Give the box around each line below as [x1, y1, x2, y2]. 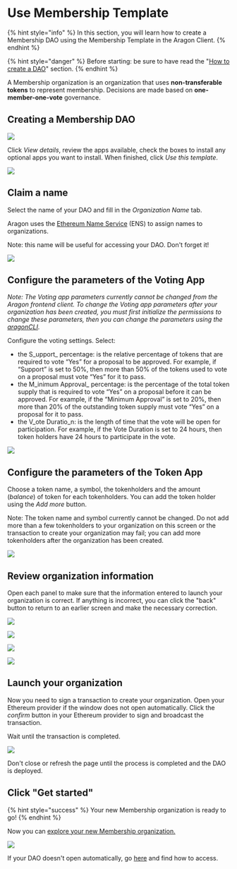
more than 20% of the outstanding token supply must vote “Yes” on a [17, 402, 220, 411]
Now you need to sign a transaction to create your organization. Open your [7, 695, 225, 704]
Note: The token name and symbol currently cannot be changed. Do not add [7, 514, 229, 522]
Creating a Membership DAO [7, 114, 135, 126]
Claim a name [7, 187, 68, 199]
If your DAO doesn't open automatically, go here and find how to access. [7, 853, 219, 862]
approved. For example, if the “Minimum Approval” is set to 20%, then [17, 395, 221, 404]
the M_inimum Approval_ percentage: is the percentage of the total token [17, 380, 230, 389]
